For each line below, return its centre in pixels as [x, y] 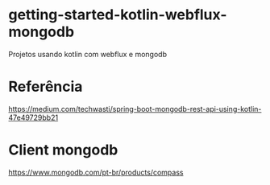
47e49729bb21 [33, 117]
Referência [46, 87]
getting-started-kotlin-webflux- [118, 15]
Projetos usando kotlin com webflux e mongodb [88, 54]
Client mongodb [63, 150]
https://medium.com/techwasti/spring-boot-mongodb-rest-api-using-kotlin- [135, 109]
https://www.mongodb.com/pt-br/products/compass [96, 172]
